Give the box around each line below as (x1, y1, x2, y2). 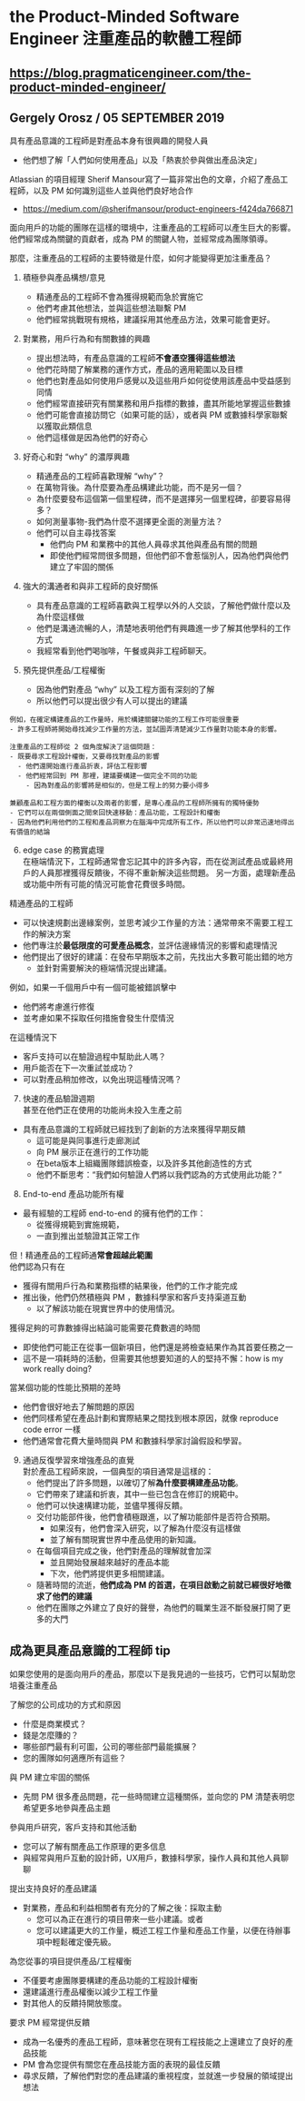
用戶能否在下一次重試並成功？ (22, 1062, 134, 1073)
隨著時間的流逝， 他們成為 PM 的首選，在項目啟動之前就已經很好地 (35, 1580, 284, 1591)
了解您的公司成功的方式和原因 (9, 1700, 121, 1711)
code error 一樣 (22, 1424, 82, 1435)
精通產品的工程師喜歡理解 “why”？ (35, 470, 165, 482)
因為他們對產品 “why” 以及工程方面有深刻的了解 (35, 684, 215, 695)
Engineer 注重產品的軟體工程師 (9, 29, 242, 49)
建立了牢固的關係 (49, 561, 114, 573)
